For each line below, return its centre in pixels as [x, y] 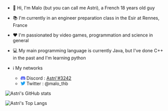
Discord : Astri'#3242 [49, 78]
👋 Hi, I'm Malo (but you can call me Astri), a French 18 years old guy [84, 8]
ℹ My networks [28, 68]
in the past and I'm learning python [49, 58]
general [21, 40]
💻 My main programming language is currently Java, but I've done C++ [88, 50]
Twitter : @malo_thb [47, 83]
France [20, 25]
